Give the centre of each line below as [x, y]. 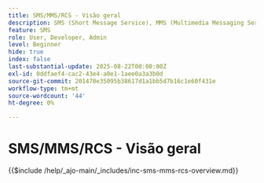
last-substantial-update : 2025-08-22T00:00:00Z [88, 67]
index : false [29, 60]
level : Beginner [35, 45]
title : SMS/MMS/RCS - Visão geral [65, 15]
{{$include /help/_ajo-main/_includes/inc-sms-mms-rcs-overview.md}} [123, 170]
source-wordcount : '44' [47, 96]
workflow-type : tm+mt [44, 88]
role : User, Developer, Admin [58, 37]
